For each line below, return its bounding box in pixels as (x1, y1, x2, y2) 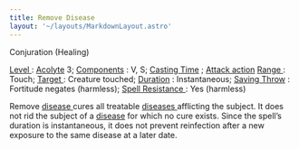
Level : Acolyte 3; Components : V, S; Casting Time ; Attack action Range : (9, 64, 286, 75)
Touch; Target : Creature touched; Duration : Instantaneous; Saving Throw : (9, 73, 291, 84)
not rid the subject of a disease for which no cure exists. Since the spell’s (9, 110, 283, 121)
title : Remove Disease (9, 13, 95, 23)
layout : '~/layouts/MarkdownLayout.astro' (9, 22, 172, 31)
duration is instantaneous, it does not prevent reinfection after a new (9, 119, 265, 131)
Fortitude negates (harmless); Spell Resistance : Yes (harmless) (9, 83, 246, 94)
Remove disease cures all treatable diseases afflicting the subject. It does (9, 100, 284, 111)
